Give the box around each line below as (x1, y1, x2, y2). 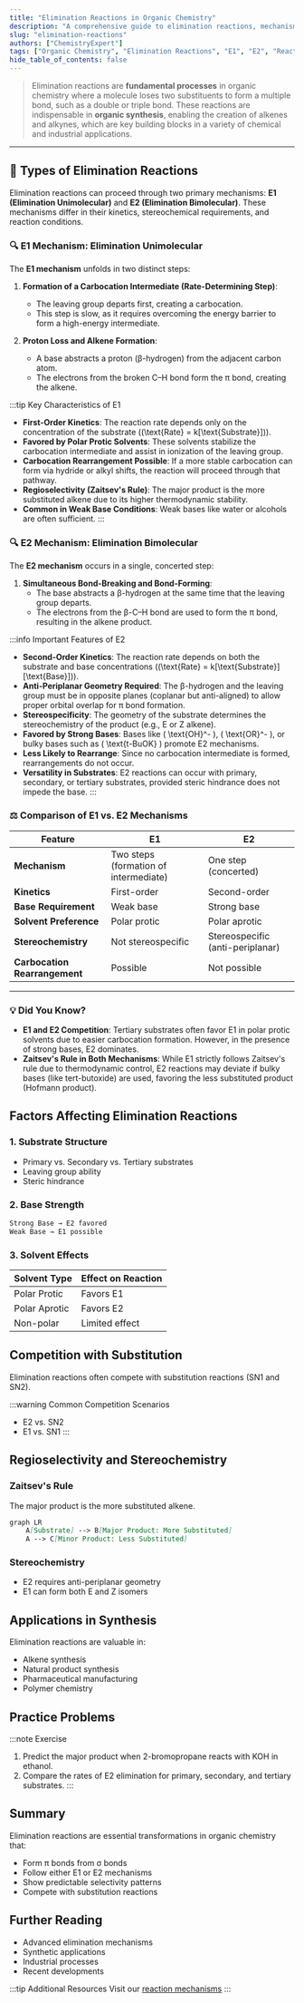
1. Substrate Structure (9, 1135, 108, 1148)
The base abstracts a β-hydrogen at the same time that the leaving (35, 588, 285, 598)
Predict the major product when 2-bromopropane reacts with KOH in (22, 1751, 279, 1762)
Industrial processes (22, 1956, 100, 1967)
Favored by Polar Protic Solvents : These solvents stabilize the (22, 436, 256, 447)
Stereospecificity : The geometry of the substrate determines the (22, 709, 267, 721)
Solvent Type (14, 1272, 72, 1285)
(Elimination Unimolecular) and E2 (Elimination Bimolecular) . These (9, 197, 267, 208)
